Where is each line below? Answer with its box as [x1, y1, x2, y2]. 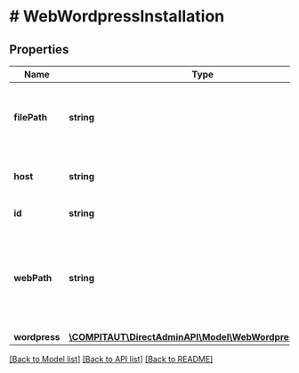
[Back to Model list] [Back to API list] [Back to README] [9, 354, 214, 364]
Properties [9, 42, 69, 57]
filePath [13, 112, 48, 123]
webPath [13, 272, 53, 284]
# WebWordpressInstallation [9, 6, 225, 27]
